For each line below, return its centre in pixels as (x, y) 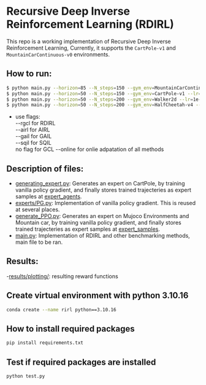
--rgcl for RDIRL (35, 123)
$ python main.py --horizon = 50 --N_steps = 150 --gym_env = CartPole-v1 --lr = (104, 93)
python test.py (26, 376)
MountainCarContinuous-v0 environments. (58, 54)
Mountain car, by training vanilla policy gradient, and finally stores (98, 223)
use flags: (28, 117)
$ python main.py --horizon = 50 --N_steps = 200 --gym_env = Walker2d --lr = (100, 99)
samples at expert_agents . (48, 196)
